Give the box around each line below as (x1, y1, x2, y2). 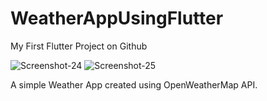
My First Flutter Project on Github (10, 40, 148, 52)
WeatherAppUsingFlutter (10, 7, 224, 30)
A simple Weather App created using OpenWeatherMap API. (10, 78, 258, 91)
